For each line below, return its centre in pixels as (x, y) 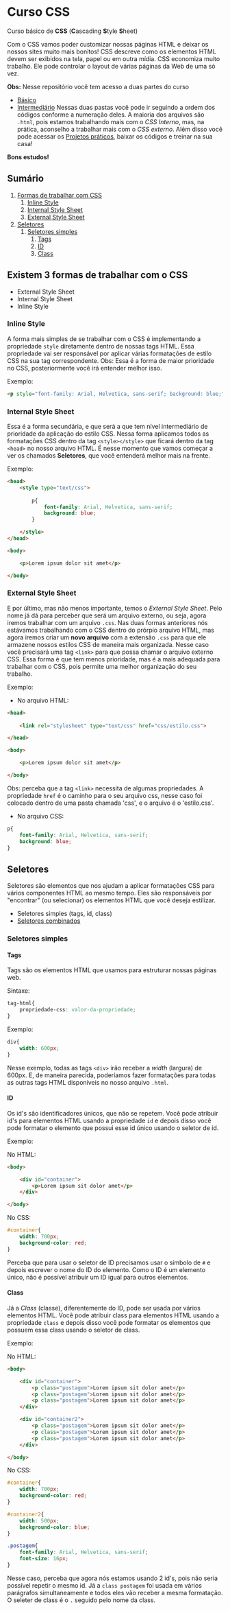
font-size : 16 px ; (44, 1559)
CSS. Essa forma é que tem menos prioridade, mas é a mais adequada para (114, 659)
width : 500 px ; (39, 1520)
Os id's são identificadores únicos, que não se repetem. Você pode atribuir (113, 1113)
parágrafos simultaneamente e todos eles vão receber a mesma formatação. (115, 1592)
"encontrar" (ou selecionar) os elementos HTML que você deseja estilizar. (111, 900)
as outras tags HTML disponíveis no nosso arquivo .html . (88, 1082)
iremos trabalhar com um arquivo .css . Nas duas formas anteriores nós (107, 622)
